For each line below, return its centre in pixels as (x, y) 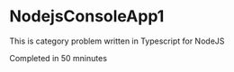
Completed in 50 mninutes (58, 58)
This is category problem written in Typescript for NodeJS (117, 41)
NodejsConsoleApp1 (87, 16)
